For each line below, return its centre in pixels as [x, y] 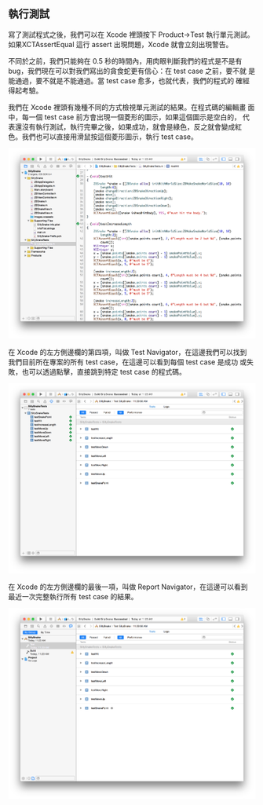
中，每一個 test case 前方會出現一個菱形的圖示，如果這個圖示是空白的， [124, 117]
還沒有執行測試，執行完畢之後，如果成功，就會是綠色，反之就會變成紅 [128, 126]
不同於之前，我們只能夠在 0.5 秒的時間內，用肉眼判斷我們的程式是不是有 [125, 60]
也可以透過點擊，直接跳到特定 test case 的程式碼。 [104, 371]
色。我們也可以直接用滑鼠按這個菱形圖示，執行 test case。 [103, 137]
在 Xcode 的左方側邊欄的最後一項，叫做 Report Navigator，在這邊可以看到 [128, 587]
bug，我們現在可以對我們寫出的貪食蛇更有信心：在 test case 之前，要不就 [128, 71]
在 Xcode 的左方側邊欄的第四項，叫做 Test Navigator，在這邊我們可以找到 [128, 352]
